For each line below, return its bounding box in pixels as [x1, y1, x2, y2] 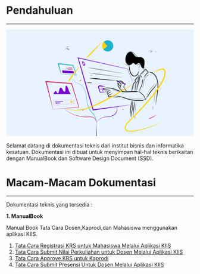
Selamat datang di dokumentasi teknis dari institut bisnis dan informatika [6, 142, 185, 149]
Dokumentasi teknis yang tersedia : [6, 201, 93, 208]
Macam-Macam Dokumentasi [6, 176, 157, 189]
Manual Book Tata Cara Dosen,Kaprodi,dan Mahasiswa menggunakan [6, 224, 177, 232]
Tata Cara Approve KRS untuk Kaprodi [14, 255, 109, 262]
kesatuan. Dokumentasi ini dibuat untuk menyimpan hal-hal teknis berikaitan [6, 149, 193, 156]
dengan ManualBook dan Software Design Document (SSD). [6, 155, 154, 162]
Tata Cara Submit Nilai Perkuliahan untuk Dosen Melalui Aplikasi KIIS [14, 248, 183, 255]
